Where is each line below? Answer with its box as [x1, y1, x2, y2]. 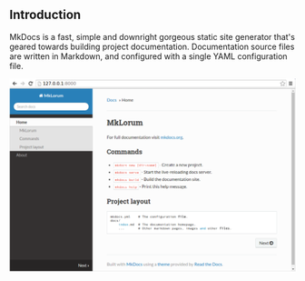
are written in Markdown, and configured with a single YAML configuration [9, 50, 288, 62]
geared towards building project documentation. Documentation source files [9, 41, 295, 52]
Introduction [9, 7, 82, 23]
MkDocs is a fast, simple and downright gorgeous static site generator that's [9, 31, 295, 42]
